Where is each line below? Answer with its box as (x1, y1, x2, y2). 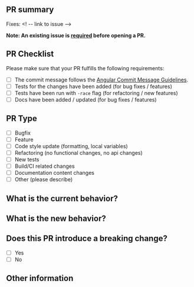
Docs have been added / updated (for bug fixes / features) (14, 96, 157, 103)
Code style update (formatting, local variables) (14, 142, 128, 149)
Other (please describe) (14, 176, 73, 183)
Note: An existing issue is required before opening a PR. (6, 32, 146, 39)
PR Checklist (6, 49, 54, 59)
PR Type (6, 113, 37, 123)
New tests (14, 156, 40, 163)
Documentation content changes (14, 169, 94, 177)
